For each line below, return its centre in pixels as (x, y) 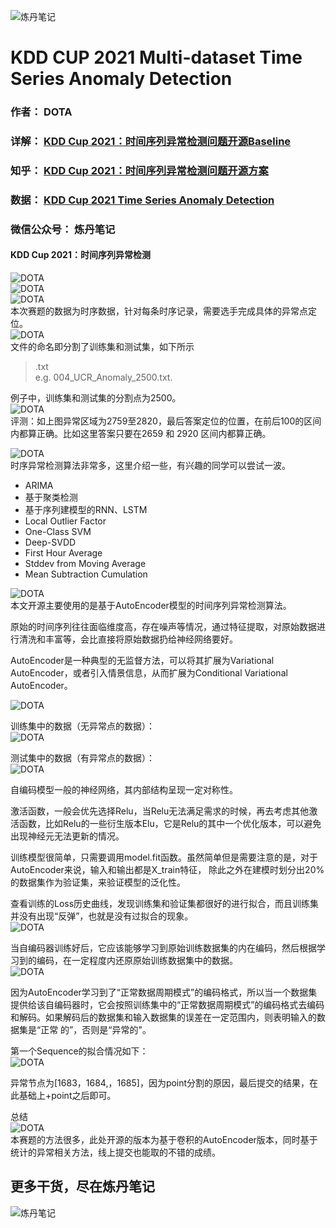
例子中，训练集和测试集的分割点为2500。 (96, 398)
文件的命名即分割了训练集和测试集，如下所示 (102, 346)
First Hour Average (63, 553)
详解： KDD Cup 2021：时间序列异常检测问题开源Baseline (151, 142)
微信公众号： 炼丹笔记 (63, 229)
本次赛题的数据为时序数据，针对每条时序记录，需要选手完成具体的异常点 (159, 311)
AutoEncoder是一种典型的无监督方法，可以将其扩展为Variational (142, 660)
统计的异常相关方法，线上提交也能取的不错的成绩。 (115, 1152)
